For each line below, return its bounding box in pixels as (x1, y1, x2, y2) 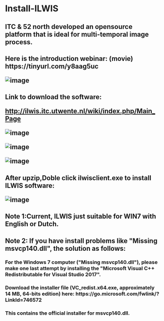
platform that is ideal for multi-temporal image (5, 30, 149, 38)
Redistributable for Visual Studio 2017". (5, 271, 101, 278)
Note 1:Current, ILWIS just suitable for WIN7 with (5, 212, 156, 221)
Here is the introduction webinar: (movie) (5, 54, 134, 63)
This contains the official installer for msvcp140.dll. (5, 310, 130, 317)
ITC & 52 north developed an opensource (5, 23, 133, 31)
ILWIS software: (5, 181, 55, 189)
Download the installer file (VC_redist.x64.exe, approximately (5, 284, 155, 291)
